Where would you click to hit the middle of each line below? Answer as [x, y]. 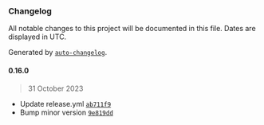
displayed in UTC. [37, 37]
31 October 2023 [55, 88]
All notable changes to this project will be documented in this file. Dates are [132, 29]
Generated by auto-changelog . [58, 53]
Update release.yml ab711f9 [65, 104]
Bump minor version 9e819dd [67, 112]
